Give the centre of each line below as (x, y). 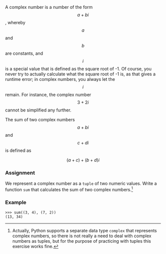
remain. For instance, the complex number (48, 95)
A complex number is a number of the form (49, 7)
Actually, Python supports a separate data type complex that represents (84, 231)
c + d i (83, 143)
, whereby (15, 22)
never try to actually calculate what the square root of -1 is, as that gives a (80, 74)
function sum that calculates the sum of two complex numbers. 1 (69, 189)
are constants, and (24, 53)
